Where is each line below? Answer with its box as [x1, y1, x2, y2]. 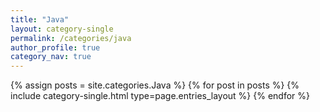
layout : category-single [10, 24, 114, 34]
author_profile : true [10, 42, 101, 53]
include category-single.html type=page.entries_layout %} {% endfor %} [10, 90, 311, 102]
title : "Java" [10, 14, 70, 25]
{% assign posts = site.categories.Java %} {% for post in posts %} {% [10, 79, 300, 91]
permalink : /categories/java [10, 33, 132, 43]
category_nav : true [10, 52, 92, 62]
